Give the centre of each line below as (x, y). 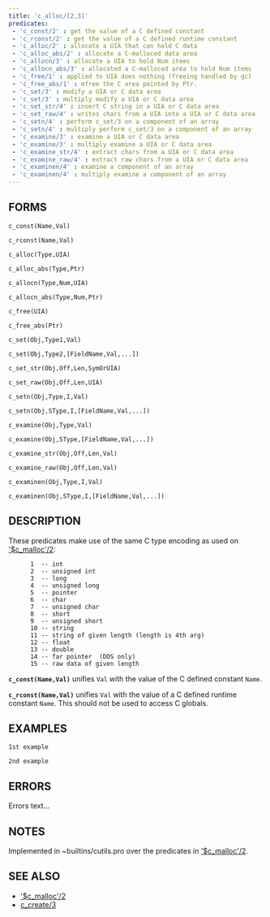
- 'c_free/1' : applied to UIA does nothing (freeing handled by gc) (132, 76)
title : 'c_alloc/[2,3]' (49, 16)
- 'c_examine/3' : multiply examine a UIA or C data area (112, 144)
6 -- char (48, 599)
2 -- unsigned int (62, 571)
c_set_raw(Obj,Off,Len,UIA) (56, 383)
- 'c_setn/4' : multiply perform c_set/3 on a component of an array (132, 129)
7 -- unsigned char (64, 607)
